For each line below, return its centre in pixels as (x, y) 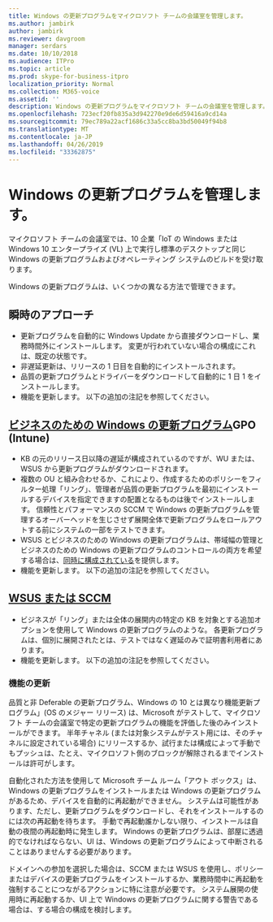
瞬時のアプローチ (51, 315)
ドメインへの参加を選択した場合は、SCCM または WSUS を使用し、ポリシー (136, 869)
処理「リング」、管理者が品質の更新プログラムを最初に (132, 489)
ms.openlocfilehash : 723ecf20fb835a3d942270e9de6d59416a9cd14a (118, 115)
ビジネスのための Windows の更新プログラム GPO (132, 424)
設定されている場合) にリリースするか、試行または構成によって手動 (142, 743)
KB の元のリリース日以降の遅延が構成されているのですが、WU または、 (140, 458)
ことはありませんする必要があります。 (72, 852)
